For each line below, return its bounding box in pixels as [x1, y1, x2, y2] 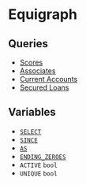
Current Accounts [19, 75, 78, 83]
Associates [19, 66, 56, 76]
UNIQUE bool [19, 169, 58, 178]
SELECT [19, 128, 42, 135]
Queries [8, 37, 49, 50]
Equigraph [8, 6, 77, 24]
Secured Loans [19, 83, 69, 92]
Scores [19, 57, 43, 67]
